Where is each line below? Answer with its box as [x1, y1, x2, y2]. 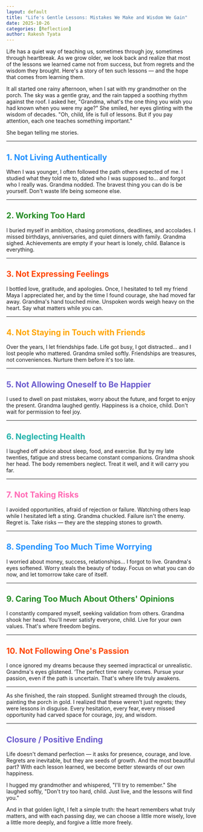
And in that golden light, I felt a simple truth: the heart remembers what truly [6, 806, 195, 813]
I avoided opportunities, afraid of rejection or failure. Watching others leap [6, 505, 190, 513]
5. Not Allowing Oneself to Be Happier [6, 379, 151, 389]
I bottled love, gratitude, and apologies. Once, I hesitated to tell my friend [6, 285, 188, 292]
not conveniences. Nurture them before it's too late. [6, 356, 135, 363]
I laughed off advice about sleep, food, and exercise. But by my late [6, 447, 174, 455]
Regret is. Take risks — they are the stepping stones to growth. [6, 519, 163, 526]
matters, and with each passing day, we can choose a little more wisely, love [6, 813, 197, 820]
